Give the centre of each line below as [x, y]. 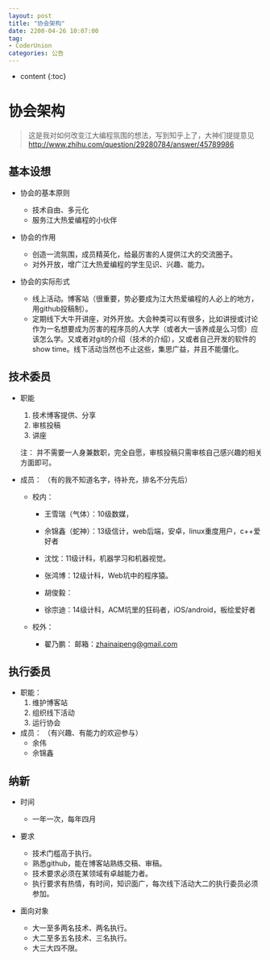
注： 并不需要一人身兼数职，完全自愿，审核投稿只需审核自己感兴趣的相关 [141, 452]
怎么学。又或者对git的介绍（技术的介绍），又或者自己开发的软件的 [147, 339]
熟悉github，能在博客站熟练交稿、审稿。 [99, 863]
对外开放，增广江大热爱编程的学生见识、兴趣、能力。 [120, 264]
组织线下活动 [53, 713]
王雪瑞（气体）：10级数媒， [88, 514]
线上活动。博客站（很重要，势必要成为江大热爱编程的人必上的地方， [145, 298]
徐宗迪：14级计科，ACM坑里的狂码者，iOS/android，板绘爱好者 [150, 609]
